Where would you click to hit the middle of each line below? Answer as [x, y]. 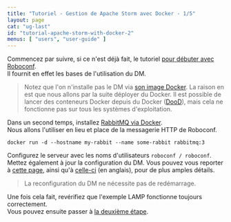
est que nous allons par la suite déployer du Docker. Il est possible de [123, 95]
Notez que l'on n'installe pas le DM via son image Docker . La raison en [124, 87]
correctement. [27, 204]
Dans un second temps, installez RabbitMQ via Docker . [85, 122]
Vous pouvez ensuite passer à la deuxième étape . [78, 212]
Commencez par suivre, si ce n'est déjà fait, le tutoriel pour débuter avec [111, 59]
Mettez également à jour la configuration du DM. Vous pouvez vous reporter [115, 163]
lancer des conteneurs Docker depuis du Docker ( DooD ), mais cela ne [123, 102]
